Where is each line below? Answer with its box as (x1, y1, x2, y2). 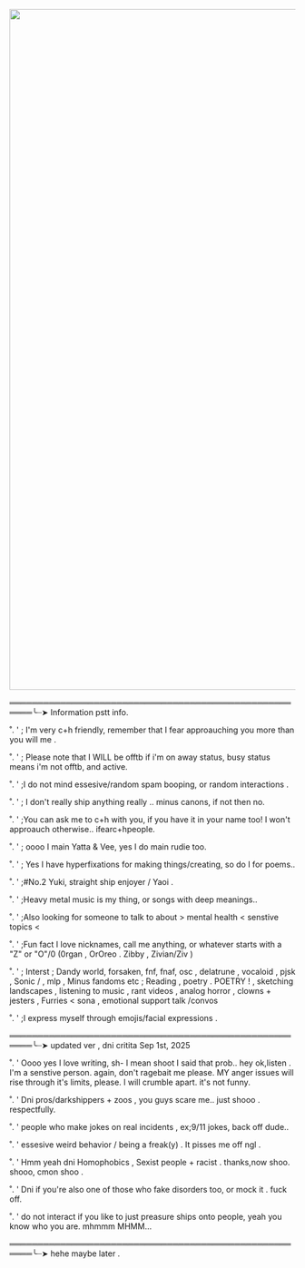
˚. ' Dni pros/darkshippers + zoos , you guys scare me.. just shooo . (9, 1095, 261, 1105)
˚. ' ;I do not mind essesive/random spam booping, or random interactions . (9, 779, 289, 790)
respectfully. (9, 1104, 56, 1115)
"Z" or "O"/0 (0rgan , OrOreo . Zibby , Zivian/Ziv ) (9, 949, 193, 959)
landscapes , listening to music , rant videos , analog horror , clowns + (9, 986, 272, 996)
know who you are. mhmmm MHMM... (9, 1221, 152, 1232)
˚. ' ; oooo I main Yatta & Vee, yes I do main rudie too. (9, 841, 207, 852)
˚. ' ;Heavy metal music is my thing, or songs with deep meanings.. (9, 894, 258, 905)
